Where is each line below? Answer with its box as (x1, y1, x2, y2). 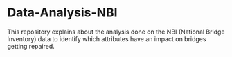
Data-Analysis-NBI (7, 5, 118, 21)
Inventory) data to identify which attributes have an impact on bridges (7, 34, 206, 43)
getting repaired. (7, 42, 55, 50)
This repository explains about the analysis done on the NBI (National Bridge (7, 27, 225, 36)
